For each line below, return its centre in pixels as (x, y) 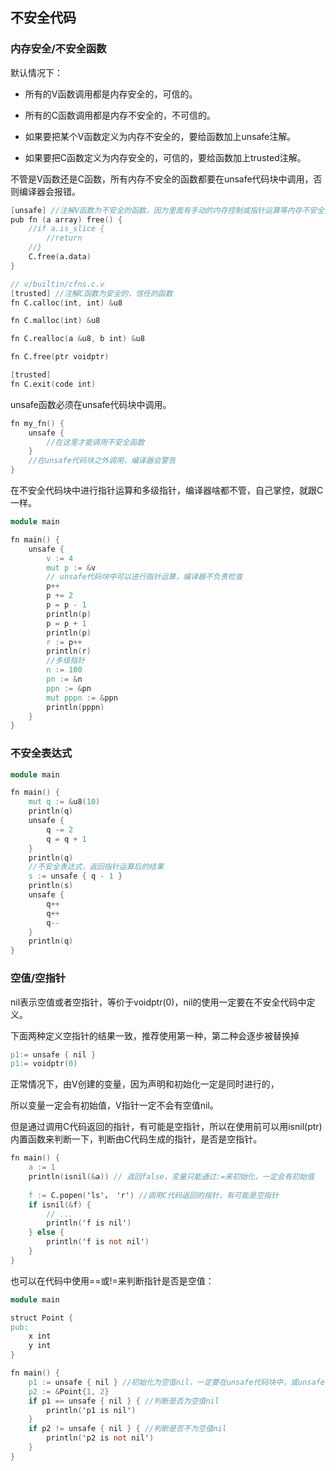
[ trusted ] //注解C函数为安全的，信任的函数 (91, 293)
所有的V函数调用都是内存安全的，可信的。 (111, 94)
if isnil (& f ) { (60, 1204)
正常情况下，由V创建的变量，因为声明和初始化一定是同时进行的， (145, 1084)
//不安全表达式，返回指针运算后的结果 (96, 867)
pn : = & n (64, 679)
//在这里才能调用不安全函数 (95, 442)
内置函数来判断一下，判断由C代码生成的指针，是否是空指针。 (136, 1139)
